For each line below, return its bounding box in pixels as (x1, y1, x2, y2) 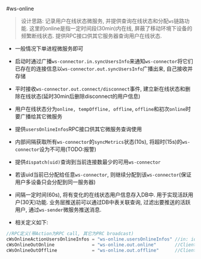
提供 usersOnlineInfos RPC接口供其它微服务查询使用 (14, 125, 142, 132)
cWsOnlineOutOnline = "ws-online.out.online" (6, 242, 157, 248)
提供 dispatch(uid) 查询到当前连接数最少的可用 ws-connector (14, 158, 161, 165)
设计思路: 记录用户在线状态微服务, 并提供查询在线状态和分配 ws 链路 (20, 17, 185, 24)
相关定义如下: (14, 219, 48, 226)
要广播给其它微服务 (14, 113, 63, 120)
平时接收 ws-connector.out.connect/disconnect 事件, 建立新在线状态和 (14, 85, 185, 92)
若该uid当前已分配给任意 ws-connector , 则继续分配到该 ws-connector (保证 (14, 171, 191, 178)
